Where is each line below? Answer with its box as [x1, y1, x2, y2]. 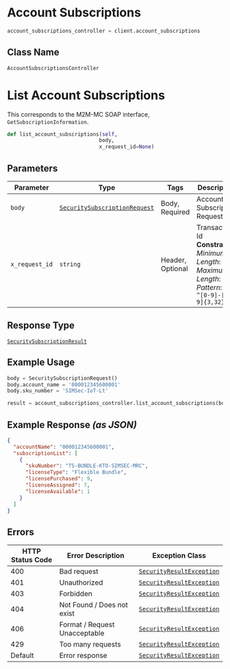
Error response [59, 650, 107, 660]
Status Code [10, 555, 53, 565]
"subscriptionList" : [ [13, 449, 78, 457]
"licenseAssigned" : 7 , [25, 482, 90, 489]
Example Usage [7, 357, 75, 368]
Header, [160, 255, 187, 265]
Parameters [7, 163, 58, 174]
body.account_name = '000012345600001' [7, 381, 121, 388]
